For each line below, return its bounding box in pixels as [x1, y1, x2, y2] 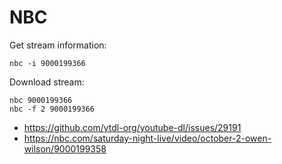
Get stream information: [9, 39, 107, 51]
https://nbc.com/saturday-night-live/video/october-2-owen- [23, 132, 272, 144]
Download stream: [9, 76, 85, 88]
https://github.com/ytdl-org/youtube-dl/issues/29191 [23, 121, 242, 133]
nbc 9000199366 [9, 95, 73, 105]
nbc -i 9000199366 [9, 58, 86, 68]
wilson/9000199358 [23, 142, 107, 155]
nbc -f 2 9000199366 [9, 104, 96, 114]
